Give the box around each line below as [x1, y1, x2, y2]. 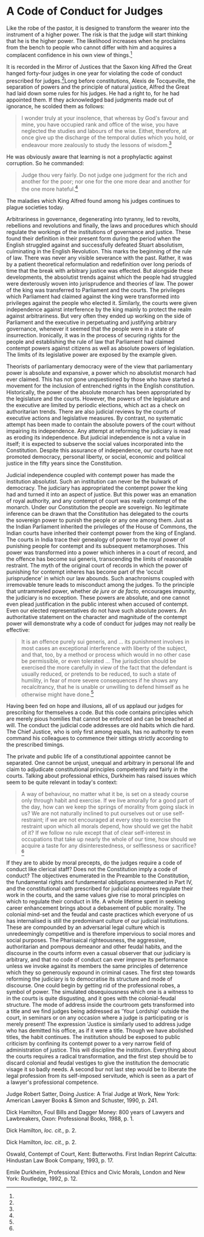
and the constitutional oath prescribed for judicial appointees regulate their [6, 885, 193, 893]
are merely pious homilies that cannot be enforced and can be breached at [6, 715, 193, 722]
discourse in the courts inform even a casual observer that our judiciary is [6, 950, 191, 957]
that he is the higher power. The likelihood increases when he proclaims [6, 37, 186, 44]
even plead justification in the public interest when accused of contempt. [6, 600, 189, 608]
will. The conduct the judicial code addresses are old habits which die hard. [6, 722, 195, 729]
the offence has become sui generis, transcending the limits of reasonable [6, 555, 192, 563]
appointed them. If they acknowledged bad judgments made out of [6, 96, 174, 104]
